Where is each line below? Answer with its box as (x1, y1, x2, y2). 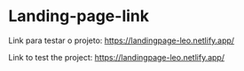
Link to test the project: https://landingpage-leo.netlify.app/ (8, 52, 225, 62)
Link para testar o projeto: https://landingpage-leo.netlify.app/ (8, 35, 235, 46)
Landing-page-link (8, 6, 150, 26)
